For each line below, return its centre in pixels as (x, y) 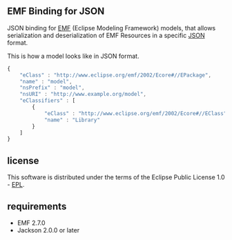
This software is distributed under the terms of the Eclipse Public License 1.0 (116, 177)
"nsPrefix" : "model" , (52, 88)
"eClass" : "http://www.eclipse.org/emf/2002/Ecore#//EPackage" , (116, 75)
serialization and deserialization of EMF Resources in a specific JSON (106, 35)
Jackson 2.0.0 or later (48, 230)
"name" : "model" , (46, 81)
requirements (37, 206)
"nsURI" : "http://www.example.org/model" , (83, 94)
